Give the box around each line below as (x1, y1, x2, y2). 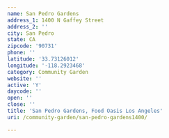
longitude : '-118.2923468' (7, 62, 86, 69)
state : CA (7, 36, 36, 43)
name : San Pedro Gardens (7, 10, 79, 17)
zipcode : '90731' (7, 43, 58, 49)
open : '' (7, 95, 33, 102)
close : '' (7, 101, 36, 108)
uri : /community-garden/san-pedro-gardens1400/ (7, 114, 148, 121)
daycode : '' (7, 88, 42, 95)
